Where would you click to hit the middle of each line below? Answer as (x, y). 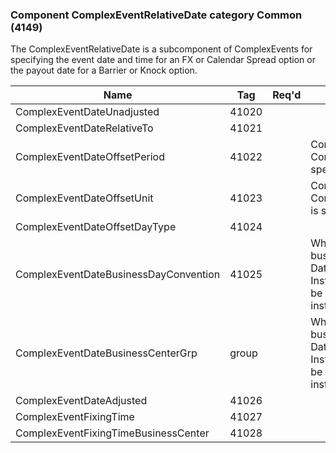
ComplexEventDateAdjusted (81, 401)
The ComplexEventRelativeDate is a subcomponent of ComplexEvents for (161, 49)
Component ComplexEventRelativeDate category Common (156, 15)
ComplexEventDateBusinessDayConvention (118, 275)
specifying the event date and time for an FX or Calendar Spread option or (163, 60)
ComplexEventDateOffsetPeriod (90, 157)
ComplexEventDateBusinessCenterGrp (106, 353)
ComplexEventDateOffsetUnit (84, 198)
